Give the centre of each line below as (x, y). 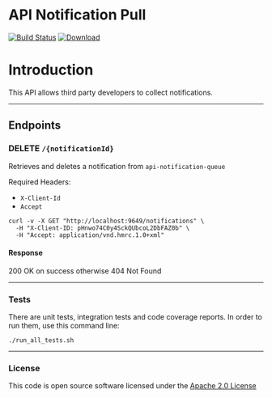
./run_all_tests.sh (41, 341)
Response (25, 253)
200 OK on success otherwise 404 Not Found (85, 271)
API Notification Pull (77, 15)
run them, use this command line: (64, 326)
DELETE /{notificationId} (62, 149)
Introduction (51, 70)
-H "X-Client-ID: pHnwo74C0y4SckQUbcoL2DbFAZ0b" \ (103, 228)
